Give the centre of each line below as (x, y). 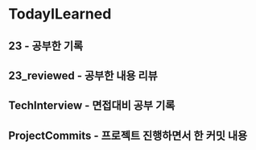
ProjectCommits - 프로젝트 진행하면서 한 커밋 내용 (128, 135)
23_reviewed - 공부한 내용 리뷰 (83, 75)
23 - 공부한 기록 (46, 46)
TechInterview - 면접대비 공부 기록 (92, 106)
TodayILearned (60, 14)
